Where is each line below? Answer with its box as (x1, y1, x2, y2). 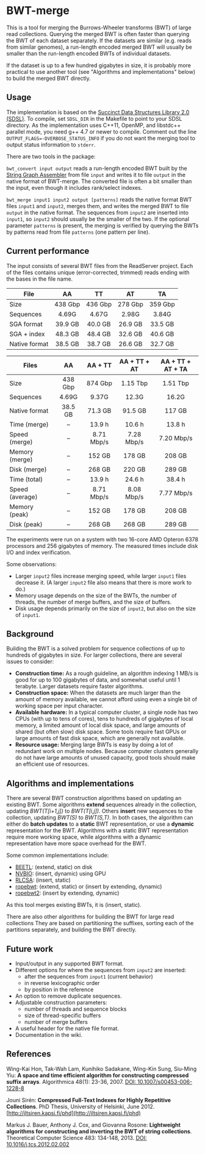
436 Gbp (85, 300, 112, 308)
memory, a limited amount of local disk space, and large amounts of (15, 721, 186, 729)
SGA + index (9, 330, 45, 338)
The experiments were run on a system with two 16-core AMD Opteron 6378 (6, 535, 198, 543)
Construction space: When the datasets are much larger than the (15, 689, 181, 696)
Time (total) (9, 475, 43, 483)
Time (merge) (9, 420, 49, 428)
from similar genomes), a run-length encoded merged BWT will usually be (6, 43, 192, 51)
